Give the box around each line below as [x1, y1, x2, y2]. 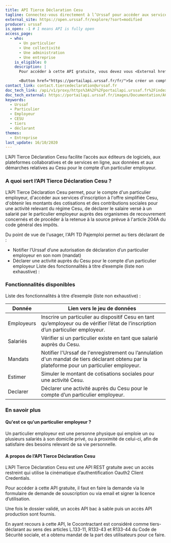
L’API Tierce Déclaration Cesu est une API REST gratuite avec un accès [5, 464, 154, 471]
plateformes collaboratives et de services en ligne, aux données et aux [5, 159, 154, 166]
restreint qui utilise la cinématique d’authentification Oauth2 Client [5, 470, 144, 476]
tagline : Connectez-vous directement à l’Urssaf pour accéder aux [5, 12, 149, 17]
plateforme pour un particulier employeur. [41, 361, 141, 369]
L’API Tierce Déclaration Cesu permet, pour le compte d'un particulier [5, 189, 151, 195]
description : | [14, 64, 47, 69]
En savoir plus [5, 406, 41, 413]
